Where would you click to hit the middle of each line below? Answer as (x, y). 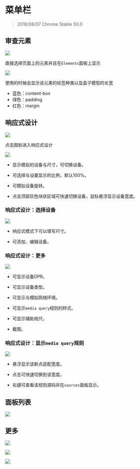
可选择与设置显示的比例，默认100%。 (50, 175)
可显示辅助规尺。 (30, 319)
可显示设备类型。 (30, 287)
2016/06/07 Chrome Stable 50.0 (50, 24)
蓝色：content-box (31, 93)
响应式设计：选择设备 (30, 210)
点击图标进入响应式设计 (29, 145)
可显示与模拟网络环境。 (36, 298)
